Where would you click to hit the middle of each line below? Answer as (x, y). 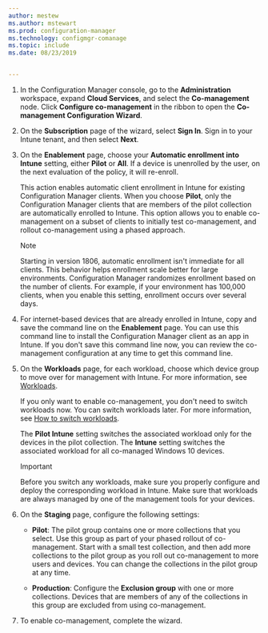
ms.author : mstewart (43, 23)
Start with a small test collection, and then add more (165, 547)
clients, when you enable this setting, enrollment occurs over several (133, 295)
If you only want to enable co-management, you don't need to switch (134, 401)
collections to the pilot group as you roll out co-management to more (145, 555)
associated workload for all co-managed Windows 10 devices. (122, 451)
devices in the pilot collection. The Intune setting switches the (122, 442)
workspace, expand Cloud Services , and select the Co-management (134, 98)
